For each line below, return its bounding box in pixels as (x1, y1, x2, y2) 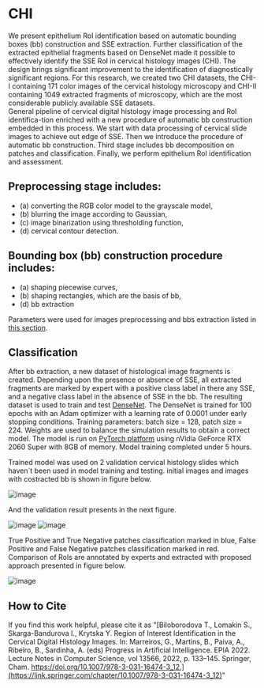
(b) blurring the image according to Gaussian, (19, 209, 168, 218)
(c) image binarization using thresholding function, (19, 217, 184, 227)
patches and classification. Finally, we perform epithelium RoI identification (8, 148, 252, 158)
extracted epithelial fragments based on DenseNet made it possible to (8, 47, 236, 57)
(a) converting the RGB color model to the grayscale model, (19, 201, 213, 210)
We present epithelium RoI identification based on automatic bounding (8, 31, 236, 40)
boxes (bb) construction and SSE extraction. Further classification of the (8, 39, 243, 48)
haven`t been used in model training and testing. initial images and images (8, 466, 249, 475)
